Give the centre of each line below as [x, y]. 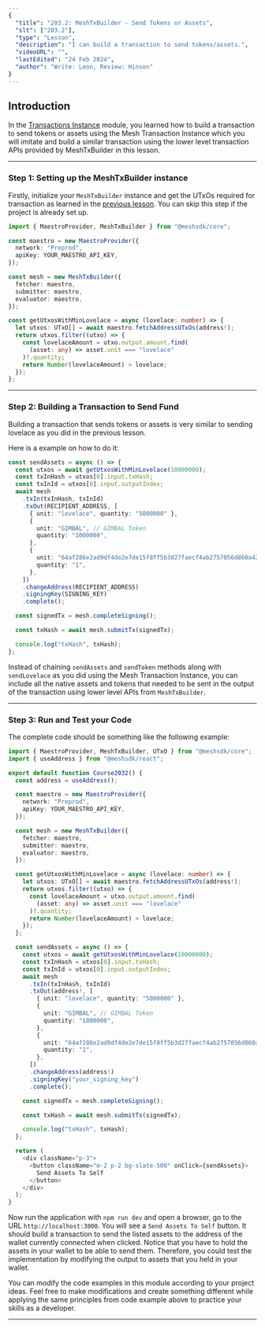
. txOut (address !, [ [61, 991]
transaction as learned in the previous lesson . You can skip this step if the [128, 204]
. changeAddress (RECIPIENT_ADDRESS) [81, 587]
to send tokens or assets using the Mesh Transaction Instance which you [127, 133]
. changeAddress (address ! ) [71, 1072]
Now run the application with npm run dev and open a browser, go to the [125, 1218]
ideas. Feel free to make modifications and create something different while [131, 1292]
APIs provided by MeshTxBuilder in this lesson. [84, 150]
